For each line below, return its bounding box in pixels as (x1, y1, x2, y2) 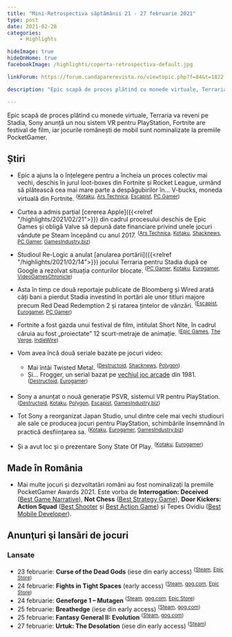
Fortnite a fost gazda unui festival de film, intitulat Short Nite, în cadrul (17, 320, 216, 329)
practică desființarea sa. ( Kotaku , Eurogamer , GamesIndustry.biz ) (17, 426, 184, 435)
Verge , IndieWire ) (17, 336, 59, 344)
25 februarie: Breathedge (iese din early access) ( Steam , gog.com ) (17, 603, 201, 613)
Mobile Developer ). (17, 510, 72, 518)
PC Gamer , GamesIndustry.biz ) (17, 238, 91, 245)
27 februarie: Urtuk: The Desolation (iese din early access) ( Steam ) (17, 620, 207, 630)
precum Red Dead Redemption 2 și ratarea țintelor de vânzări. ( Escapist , (17, 300, 219, 309)
